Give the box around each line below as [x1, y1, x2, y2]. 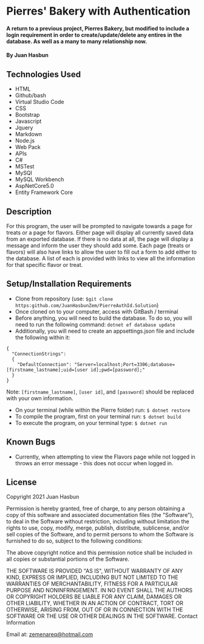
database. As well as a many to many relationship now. [6, 38, 148, 45]
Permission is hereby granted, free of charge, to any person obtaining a [6, 505, 185, 512]
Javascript [15, 117, 42, 125]
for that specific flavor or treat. [6, 261, 83, 268]
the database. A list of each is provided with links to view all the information [6, 255, 195, 262]
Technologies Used [6, 69, 81, 80]
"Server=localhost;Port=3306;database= [73, 361, 175, 367]
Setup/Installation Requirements [6, 279, 132, 289]
